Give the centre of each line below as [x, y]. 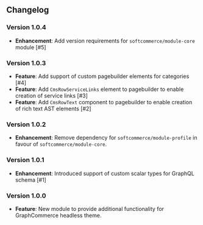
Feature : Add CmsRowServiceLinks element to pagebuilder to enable [99, 89]
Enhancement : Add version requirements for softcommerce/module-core [105, 41]
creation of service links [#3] [52, 95]
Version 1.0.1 [25, 160]
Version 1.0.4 [27, 27]
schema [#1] [31, 180]
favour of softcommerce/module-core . [61, 144]
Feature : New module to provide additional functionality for [90, 209]
